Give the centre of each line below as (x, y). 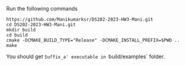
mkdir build (21, 30)
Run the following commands (42, 9)
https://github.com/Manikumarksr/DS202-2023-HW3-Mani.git (80, 20)
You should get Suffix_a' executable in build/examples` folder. (86, 56)
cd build (17, 35)
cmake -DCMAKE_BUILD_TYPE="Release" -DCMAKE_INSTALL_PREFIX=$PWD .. (93, 40)
